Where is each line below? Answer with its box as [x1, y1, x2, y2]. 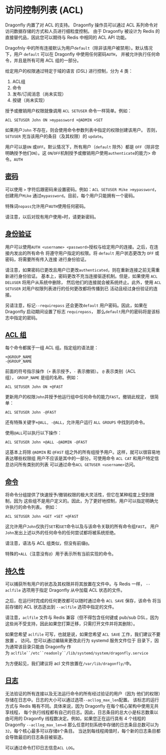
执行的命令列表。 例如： [9, 504, 58, 510]
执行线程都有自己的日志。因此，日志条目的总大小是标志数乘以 [32, 709, 159, 715]
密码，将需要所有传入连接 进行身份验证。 [5, 256, 89, 262]
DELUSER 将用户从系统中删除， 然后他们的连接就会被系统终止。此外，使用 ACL [5, 279, 162, 285]
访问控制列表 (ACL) [5, 4, 84, 16]
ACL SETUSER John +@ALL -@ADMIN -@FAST [5, 440, 88, 445]
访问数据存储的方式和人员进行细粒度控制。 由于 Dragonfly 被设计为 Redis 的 [5, 28, 160, 34]
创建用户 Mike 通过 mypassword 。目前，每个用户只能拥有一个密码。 [5, 192, 138, 198]
